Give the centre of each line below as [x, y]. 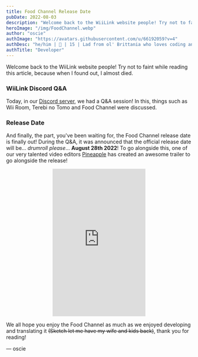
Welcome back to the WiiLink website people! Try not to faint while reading [97, 67]
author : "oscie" [26, 34]
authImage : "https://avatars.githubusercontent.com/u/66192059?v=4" [92, 39]
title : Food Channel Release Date [49, 12]
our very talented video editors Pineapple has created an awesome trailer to [98, 155]
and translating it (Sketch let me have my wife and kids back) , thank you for [98, 331]
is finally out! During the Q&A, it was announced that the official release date [99, 142]
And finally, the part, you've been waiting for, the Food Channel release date [98, 136]
